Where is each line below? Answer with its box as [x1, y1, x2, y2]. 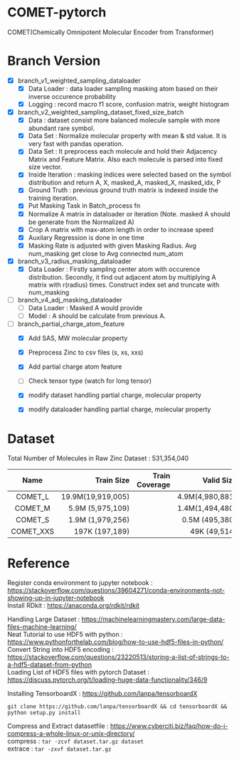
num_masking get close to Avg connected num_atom [28, 249, 184, 258]
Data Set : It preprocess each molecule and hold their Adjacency [28, 147, 218, 156]
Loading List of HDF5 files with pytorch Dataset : [7, 668, 149, 677]
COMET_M [14, 503, 51, 513]
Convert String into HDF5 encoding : [7, 645, 114, 654]
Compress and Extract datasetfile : [7, 722, 109, 730]
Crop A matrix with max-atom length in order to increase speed [28, 225, 214, 233]
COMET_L [16, 492, 50, 502]
